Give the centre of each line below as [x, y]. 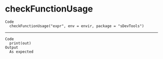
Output [12, 47]
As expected [22, 52]
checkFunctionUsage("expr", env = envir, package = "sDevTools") [77, 26]
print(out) [20, 43]
